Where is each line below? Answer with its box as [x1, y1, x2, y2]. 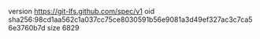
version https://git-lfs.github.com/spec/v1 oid [8, 7, 155, 16]
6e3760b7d [8, 23, 46, 32]
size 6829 [46, 23, 80, 32]
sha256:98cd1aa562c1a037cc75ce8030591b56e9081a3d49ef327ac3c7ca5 [8, 15, 253, 24]
